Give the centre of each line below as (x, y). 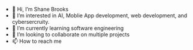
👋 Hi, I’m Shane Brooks (40, 9)
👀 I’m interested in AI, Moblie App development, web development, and (99, 15)
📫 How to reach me (37, 41)
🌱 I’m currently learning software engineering (68, 28)
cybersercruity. (31, 22)
